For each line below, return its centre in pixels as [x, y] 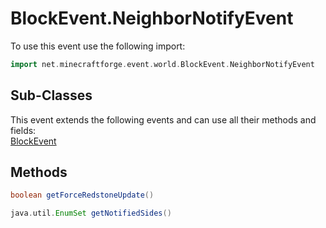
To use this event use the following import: [98, 46]
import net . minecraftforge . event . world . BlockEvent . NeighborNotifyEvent [162, 64]
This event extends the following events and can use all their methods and [163, 119]
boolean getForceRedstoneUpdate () [82, 195]
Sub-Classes [51, 95]
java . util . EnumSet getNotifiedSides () [91, 213]
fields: [23, 130]
